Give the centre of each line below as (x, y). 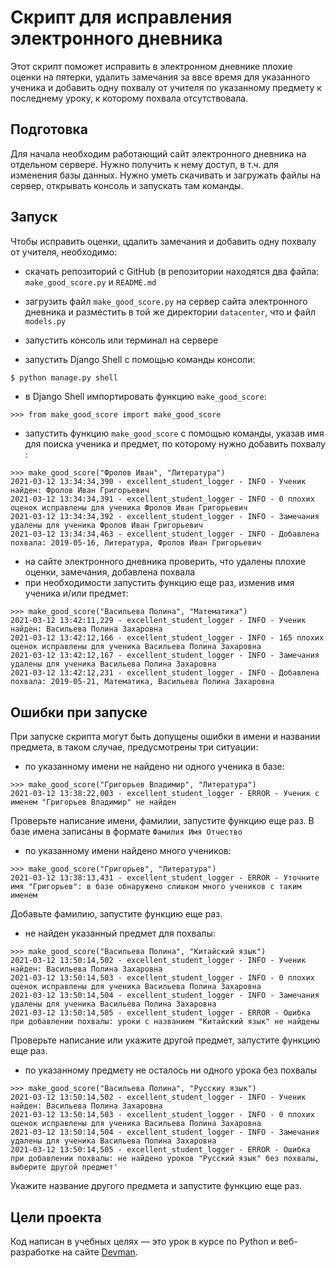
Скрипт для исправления (121, 17)
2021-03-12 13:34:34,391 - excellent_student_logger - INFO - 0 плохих (162, 499)
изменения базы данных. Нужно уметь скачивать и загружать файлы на (166, 175)
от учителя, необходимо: (64, 252)
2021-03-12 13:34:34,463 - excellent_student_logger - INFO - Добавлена (165, 534)
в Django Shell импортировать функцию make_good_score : (145, 397)
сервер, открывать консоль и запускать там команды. (127, 185)
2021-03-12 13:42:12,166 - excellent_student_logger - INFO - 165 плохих (167, 638)
